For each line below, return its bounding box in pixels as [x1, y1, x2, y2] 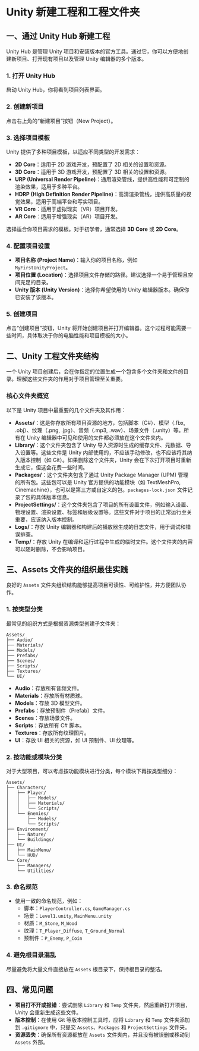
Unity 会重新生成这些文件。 [14, 1009, 82, 1016]
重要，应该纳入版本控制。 [14, 516, 78, 523]
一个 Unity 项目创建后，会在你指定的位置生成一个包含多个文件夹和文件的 [6, 368, 184, 375]
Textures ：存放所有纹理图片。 [14, 729, 90, 736]
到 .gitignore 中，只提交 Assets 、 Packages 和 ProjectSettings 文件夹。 [14, 1024, 190, 1031]
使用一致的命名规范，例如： [14, 898, 83, 905]
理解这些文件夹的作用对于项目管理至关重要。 [16, 375, 126, 382]
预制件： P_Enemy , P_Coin [23, 934, 83, 942]
